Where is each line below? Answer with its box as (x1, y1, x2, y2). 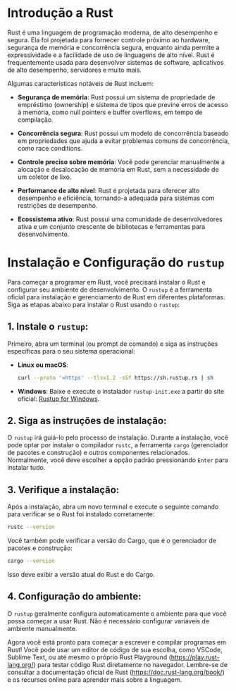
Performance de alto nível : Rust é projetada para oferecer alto (17, 186, 200, 194)
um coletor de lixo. (17, 173, 72, 181)
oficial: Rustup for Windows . (17, 394, 100, 403)
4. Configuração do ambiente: (7, 590, 142, 603)
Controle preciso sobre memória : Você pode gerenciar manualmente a (17, 157, 225, 166)
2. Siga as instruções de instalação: (7, 414, 167, 427)
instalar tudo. (7, 463, 46, 472)
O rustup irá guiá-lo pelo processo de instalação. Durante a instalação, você (7, 433, 229, 442)
